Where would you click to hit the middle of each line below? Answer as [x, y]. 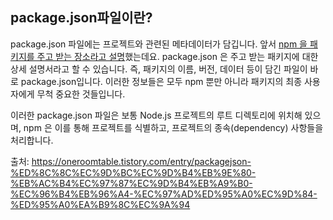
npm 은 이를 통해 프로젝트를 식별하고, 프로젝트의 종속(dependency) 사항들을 [173, 127]
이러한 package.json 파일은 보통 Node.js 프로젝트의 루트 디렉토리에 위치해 [156, 115]
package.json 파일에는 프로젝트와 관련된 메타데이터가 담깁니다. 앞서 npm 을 [159, 44]
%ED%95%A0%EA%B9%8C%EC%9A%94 [100, 204]
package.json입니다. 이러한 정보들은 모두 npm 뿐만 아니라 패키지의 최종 [161, 81]
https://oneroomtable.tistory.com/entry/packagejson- [141, 161]
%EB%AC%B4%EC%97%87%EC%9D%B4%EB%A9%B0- [131, 183]
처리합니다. [32, 140]
